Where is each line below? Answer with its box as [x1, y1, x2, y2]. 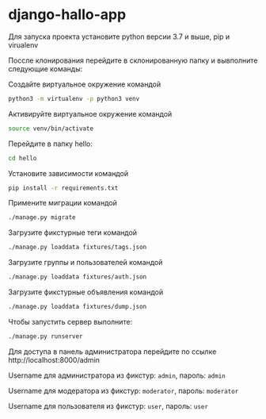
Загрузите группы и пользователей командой [8, 258, 163, 267]
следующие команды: [8, 63, 83, 73]
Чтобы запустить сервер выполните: [8, 317, 133, 326]
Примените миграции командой [8, 198, 117, 208]
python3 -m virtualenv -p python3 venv [8, 94, 140, 102]
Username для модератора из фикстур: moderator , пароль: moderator [8, 386, 239, 395]
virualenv [8, 40, 39, 49]
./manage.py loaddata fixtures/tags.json [8, 244, 147, 252]
